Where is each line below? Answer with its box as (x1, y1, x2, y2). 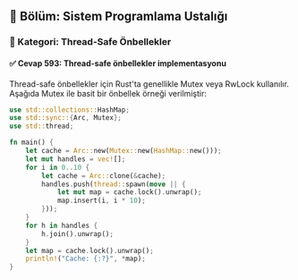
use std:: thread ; (9, 122, 74, 131)
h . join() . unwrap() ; (41, 229, 115, 238)
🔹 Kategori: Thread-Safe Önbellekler (9, 36, 172, 48)
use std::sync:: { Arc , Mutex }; (9, 114, 123, 123)
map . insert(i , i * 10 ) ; (56, 196, 146, 206)
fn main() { (9, 138, 54, 148)
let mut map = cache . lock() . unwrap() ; (56, 188, 202, 197)
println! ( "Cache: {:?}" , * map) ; (25, 254, 146, 264)
